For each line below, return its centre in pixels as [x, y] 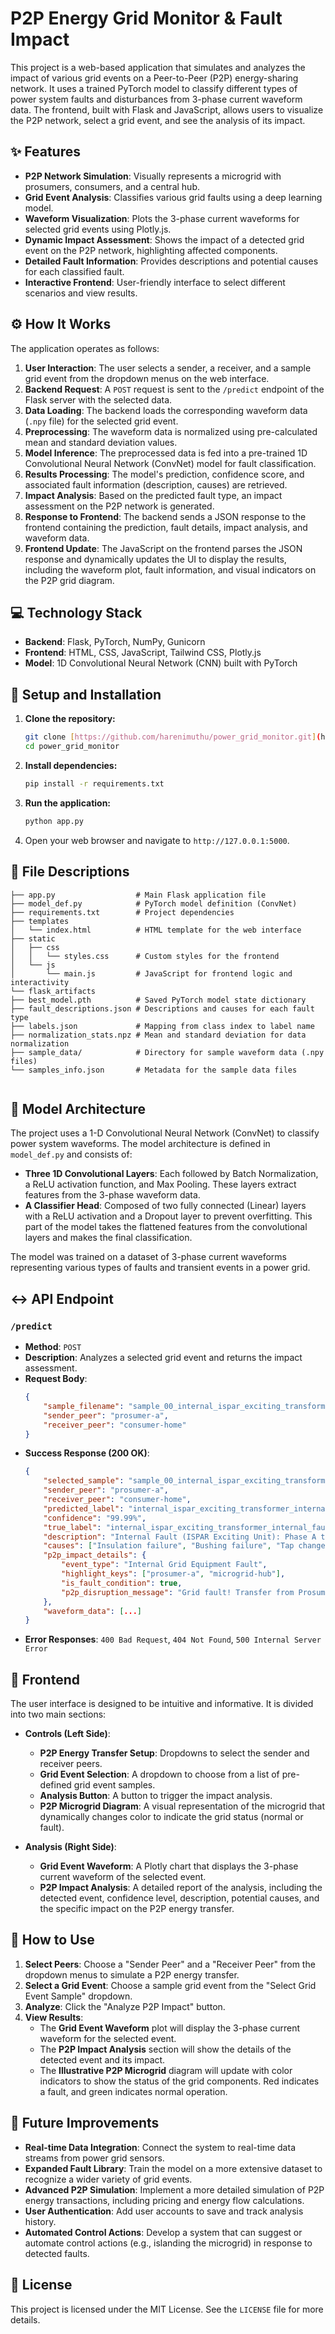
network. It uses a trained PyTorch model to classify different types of [154, 88]
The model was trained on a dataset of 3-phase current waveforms [148, 1257]
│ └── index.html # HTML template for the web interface [156, 930]
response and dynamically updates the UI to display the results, [155, 559]
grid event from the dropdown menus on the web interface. [147, 378]
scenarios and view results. [81, 293]
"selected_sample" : [84, 1481]
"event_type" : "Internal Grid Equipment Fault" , [164, 1565]
